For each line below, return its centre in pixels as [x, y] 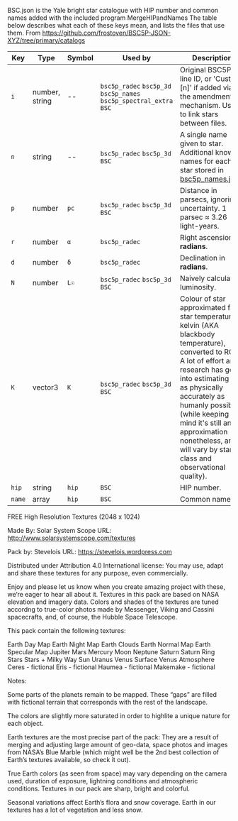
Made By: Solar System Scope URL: [59, 530]
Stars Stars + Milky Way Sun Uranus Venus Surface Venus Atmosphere [111, 660]
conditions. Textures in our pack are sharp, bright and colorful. [98, 788]
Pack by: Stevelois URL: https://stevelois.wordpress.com [90, 552]
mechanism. [200, 105]
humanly [194, 405]
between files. [203, 123]
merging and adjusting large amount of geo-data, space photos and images [118, 745]
